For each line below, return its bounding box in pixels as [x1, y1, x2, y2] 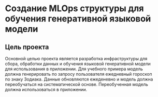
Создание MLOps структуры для [5, 3, 144, 14]
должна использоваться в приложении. [5, 87, 87, 92]
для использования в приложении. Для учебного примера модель [5, 66, 144, 72]
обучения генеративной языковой [5, 13, 151, 24]
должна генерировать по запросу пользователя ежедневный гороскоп [5, 71, 152, 77]
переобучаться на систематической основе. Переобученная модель [5, 81, 148, 87]
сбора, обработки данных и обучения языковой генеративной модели [5, 61, 151, 66]
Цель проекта [5, 43, 49, 51]
